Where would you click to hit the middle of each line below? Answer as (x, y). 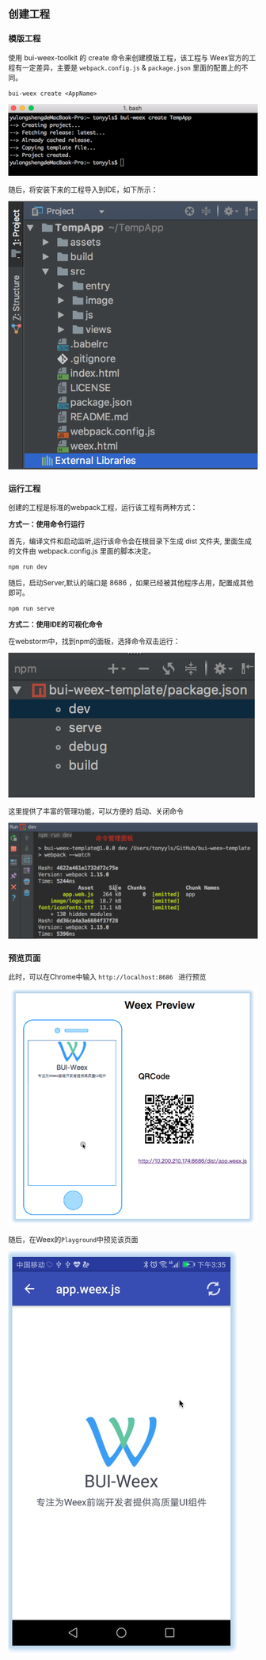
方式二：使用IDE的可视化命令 (55, 624)
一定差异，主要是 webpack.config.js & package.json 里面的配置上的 (131, 67)
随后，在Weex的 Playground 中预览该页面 (73, 1239)
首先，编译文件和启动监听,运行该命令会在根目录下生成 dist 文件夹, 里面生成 (130, 541)
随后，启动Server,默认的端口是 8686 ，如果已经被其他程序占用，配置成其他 (131, 582)
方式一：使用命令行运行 (46, 524)
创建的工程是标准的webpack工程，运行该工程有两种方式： (103, 507)
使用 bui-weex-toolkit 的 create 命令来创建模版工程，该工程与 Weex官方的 (129, 57)
